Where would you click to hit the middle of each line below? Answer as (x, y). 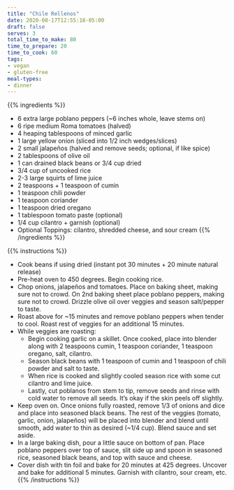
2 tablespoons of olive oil (53, 156)
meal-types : (24, 79)
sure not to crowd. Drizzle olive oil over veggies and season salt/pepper (121, 302)
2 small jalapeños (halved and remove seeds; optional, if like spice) (114, 148)
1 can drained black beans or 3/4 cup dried (79, 163)
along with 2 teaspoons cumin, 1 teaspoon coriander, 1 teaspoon (120, 346)
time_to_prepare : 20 (37, 46)
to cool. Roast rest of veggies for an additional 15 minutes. (101, 324)
